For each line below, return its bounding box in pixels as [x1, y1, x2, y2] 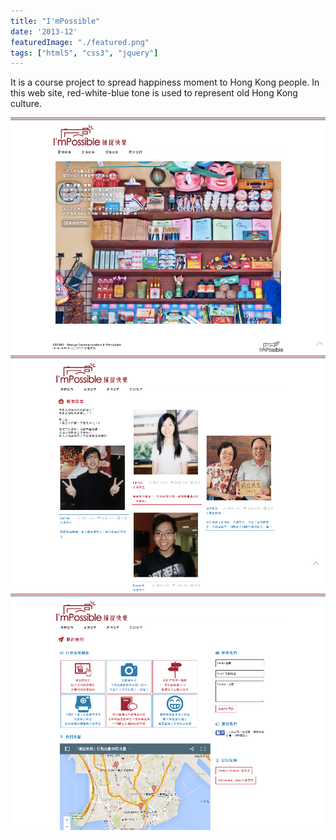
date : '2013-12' [10, 26, 78, 37]
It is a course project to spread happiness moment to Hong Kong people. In [10, 76, 320, 89]
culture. [10, 98, 42, 110]
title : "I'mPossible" [10, 16, 101, 26]
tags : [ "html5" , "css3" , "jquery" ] [10, 48, 159, 58]
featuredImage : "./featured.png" [10, 37, 150, 47]
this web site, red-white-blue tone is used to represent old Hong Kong [10, 87, 298, 99]
